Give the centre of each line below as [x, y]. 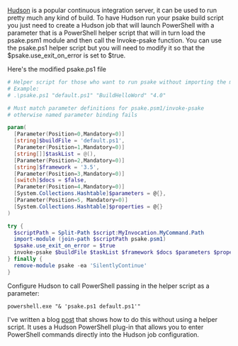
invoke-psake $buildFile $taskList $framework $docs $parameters [112, 252]
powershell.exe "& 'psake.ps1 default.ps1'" [74, 306]
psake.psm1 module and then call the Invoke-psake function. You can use [114, 40]
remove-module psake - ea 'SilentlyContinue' [80, 265]
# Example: [23, 89]
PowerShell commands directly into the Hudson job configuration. [103, 334]
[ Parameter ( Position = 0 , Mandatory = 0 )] [69, 134]
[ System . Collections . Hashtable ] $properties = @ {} [88, 206]
